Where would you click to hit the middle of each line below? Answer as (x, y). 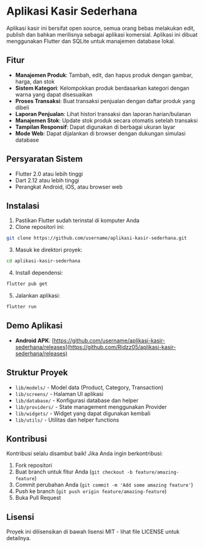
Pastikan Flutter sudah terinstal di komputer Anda (77, 220)
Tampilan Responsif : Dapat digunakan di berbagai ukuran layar (95, 127)
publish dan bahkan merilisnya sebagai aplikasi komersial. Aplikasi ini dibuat (102, 34)
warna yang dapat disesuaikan (54, 94)
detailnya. (19, 538)
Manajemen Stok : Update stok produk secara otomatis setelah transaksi (106, 120)
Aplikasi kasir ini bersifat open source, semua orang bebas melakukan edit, (101, 28)
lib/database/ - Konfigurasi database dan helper (77, 400)
